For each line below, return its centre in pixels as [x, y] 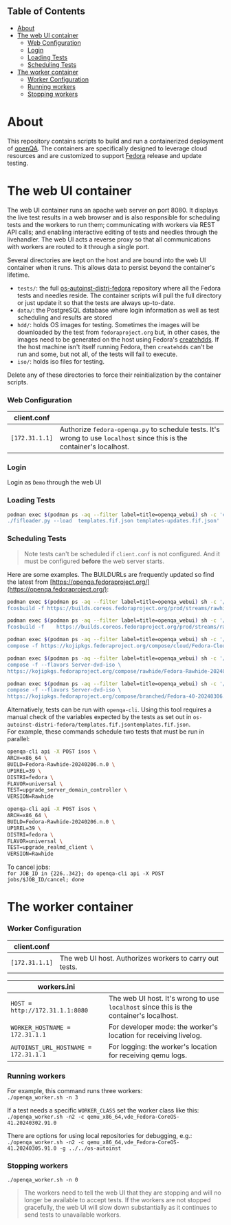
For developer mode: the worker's [163, 1026]
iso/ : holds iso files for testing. [61, 361]
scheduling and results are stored [64, 317]
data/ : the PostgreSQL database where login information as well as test [118, 310]
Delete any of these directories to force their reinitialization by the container [114, 375]
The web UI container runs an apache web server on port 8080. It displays [113, 210]
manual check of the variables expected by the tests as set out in [99, 717]
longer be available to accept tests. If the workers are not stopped [117, 1200]
